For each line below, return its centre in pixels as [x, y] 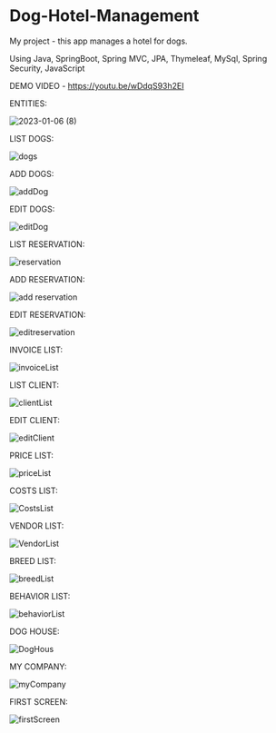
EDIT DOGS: [32, 209]
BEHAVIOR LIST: [40, 596]
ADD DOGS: [32, 173]
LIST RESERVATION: [47, 244]
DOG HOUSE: [35, 631]
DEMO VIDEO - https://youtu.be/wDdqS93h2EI [97, 85]
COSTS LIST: [34, 490]
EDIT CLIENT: [35, 420]
